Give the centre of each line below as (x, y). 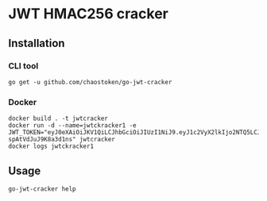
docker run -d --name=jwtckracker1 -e (72, 126)
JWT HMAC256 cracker (88, 14)
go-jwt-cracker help (43, 189)
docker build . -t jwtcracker (58, 119)
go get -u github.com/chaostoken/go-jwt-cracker (90, 82)
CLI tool (23, 66)
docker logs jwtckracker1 (51, 147)
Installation (37, 43)
